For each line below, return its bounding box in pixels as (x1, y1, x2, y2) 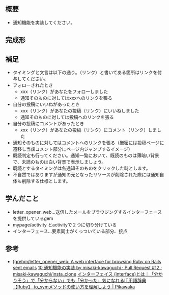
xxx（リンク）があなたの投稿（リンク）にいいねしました (20, 108, 139, 114)
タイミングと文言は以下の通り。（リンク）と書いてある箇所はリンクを (12, 70, 158, 76)
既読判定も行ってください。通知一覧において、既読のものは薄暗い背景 (12, 152, 159, 158)
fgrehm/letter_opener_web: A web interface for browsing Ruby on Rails (12, 258, 161, 264)
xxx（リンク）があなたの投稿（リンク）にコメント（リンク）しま (20, 127, 157, 133)
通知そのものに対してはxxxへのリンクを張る (20, 95, 112, 101)
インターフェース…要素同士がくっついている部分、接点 (12, 228, 128, 234)
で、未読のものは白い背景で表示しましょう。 (12, 159, 106, 165)
